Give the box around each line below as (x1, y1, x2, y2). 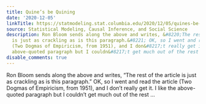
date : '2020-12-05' (6, 15, 56, 21)
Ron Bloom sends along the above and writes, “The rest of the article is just (6, 71, 197, 78)
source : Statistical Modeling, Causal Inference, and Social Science (6, 26, 188, 32)
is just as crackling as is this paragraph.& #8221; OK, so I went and (12, 37, 196, 43)
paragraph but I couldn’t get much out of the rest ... (25, 91, 155, 98)
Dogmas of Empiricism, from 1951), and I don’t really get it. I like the (6, 84, 177, 92)
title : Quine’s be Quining (6, 9, 75, 15)
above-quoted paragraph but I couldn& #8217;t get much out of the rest (12, 49, 199, 55)
